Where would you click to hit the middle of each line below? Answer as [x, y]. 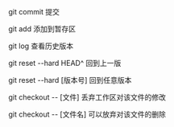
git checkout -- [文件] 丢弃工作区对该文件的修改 [87, 97]
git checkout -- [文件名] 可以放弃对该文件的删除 [87, 114]
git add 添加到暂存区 [42, 29]
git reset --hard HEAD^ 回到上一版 [65, 63]
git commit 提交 [34, 12]
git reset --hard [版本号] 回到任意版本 [70, 80]
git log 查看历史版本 [41, 46]
